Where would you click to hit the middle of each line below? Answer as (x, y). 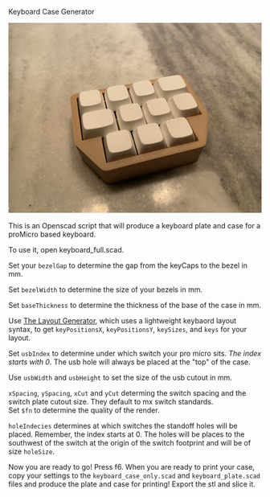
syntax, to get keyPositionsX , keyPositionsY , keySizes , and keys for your (128, 329)
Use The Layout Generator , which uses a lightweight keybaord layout (123, 320)
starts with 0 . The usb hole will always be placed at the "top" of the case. (129, 362)
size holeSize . (31, 451)
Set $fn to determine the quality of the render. (84, 410)
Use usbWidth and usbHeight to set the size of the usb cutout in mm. (121, 378)
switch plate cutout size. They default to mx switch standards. (111, 402)
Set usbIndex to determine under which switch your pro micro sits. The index (135, 353)
